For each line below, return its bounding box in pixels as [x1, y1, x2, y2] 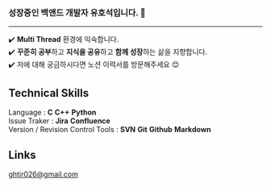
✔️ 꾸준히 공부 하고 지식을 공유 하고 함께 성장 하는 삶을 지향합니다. [8, 47, 208, 57]
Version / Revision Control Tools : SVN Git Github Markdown [8, 125, 211, 135]
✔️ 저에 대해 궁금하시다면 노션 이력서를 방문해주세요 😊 [8, 60, 180, 69]
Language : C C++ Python [8, 107, 97, 118]
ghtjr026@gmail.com [8, 169, 78, 179]
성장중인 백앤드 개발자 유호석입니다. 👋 [8, 6, 147, 18]
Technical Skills [8, 86, 90, 100]
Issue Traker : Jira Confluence [8, 116, 110, 126]
